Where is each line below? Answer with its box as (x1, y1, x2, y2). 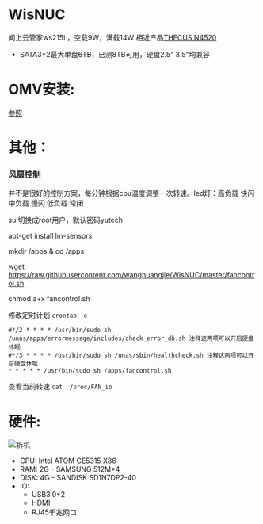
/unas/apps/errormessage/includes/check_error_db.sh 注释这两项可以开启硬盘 (8, 335, 254, 342)
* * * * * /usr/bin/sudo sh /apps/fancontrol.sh (8, 367, 172, 375)
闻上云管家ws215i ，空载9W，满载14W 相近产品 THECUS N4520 (8, 33, 217, 42)
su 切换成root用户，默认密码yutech (8, 216, 124, 225)
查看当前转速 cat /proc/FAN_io (8, 382, 112, 392)
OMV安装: (8, 81, 75, 98)
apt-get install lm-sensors (8, 231, 93, 241)
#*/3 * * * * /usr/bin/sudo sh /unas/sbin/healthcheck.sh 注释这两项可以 (8, 351, 249, 360)
